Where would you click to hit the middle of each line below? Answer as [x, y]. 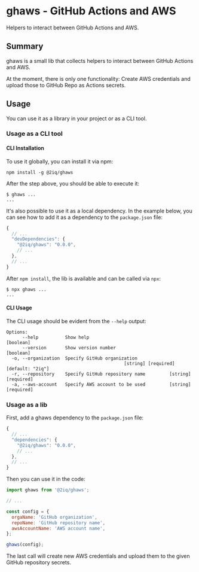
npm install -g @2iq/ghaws [40, 172]
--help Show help [56, 337]
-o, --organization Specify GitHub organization [74, 358]
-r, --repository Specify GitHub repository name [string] [101, 374]
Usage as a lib [27, 404]
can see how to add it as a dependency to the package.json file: [85, 217]
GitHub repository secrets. [39, 562]
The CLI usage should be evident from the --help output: [76, 321]
